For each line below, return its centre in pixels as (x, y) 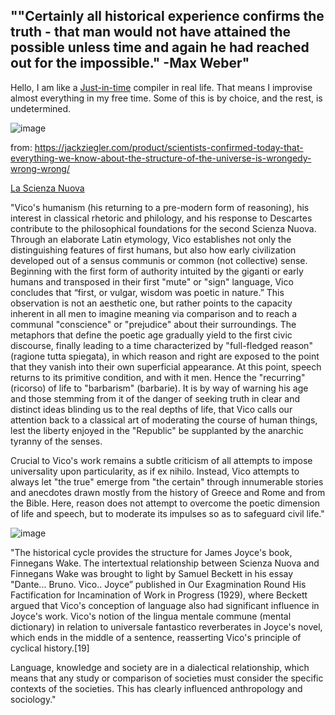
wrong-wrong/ (40, 168)
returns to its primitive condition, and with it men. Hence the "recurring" (158, 377)
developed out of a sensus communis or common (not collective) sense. (159, 260)
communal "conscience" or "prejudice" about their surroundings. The (153, 324)
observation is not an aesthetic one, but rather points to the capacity (151, 303)
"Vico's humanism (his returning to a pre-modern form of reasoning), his (160, 207)
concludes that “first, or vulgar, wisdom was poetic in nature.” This (147, 292)
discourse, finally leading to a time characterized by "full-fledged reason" (161, 345)
